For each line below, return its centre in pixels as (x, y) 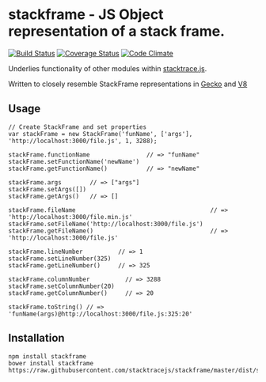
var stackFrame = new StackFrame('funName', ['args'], (101, 134)
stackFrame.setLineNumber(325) (60, 259)
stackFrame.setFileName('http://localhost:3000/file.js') (106, 224)
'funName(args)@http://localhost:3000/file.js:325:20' (101, 314)
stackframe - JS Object (86, 15)
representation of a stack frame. (117, 31)
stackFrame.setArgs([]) (47, 189)
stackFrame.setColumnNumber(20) (61, 286)
